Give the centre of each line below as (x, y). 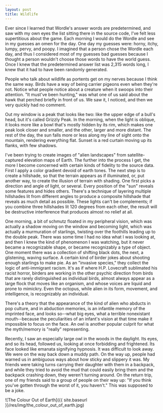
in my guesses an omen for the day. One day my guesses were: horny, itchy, (82, 43)
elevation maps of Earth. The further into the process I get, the (87, 160)
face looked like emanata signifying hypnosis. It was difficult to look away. (80, 349)
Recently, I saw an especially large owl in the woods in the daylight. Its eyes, (82, 338)
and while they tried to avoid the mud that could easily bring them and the (79, 370)
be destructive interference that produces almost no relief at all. (69, 212)
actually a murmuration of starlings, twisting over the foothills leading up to (80, 232)
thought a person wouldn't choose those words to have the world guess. (78, 59)
